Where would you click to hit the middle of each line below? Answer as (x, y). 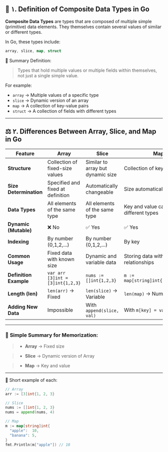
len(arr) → (61, 290)
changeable (99, 192)
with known (61, 259)
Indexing (18, 241)
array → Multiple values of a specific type (55, 95)
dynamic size (101, 175)
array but (96, 168)
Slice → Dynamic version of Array (60, 356)
